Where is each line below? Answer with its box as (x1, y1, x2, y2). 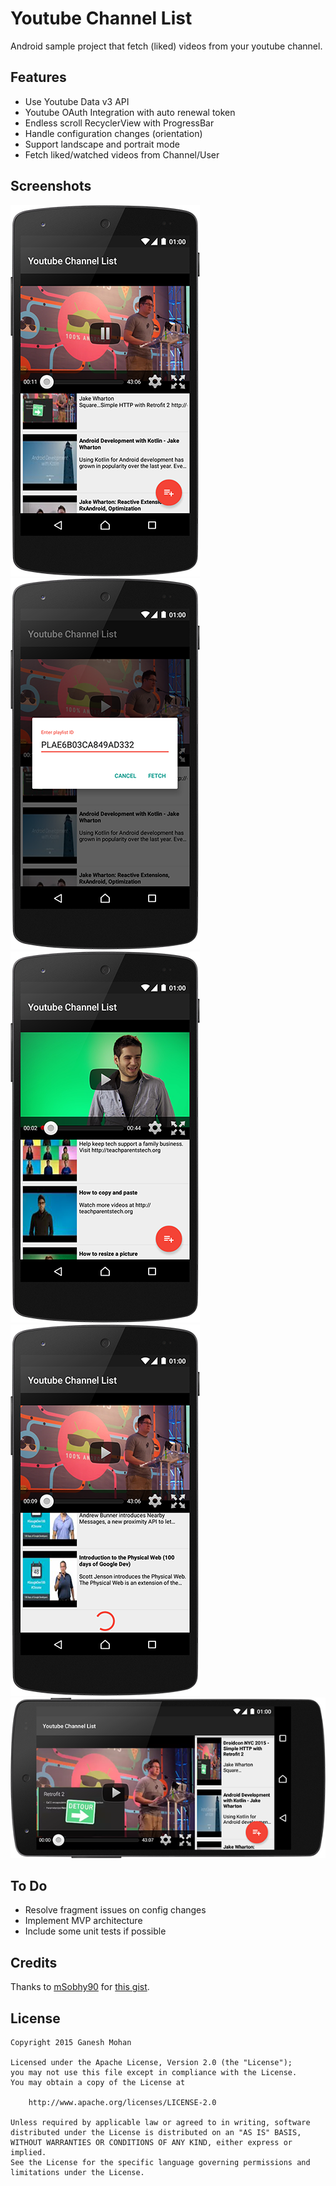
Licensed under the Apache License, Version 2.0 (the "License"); (10, 2058, 293, 2068)
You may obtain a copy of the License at (10, 2078, 186, 2088)
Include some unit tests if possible (24, 1925, 167, 1937)
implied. (10, 2148, 47, 2158)
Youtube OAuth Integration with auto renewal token (24, 106, 236, 118)
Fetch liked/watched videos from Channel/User (24, 148, 220, 161)
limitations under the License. (10, 2168, 145, 2178)
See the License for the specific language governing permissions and (10, 2158, 311, 2168)
